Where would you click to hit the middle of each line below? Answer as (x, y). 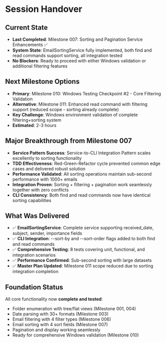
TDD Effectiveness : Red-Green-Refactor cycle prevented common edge (86, 163)
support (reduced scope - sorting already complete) (65, 109)
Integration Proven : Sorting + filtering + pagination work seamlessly (82, 184)
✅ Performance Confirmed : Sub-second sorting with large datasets (82, 260)
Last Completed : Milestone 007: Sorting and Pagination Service (77, 39)
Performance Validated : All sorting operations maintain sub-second (82, 174)
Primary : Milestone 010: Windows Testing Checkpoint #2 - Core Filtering (86, 93)
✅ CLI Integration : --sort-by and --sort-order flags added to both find (83, 239)
